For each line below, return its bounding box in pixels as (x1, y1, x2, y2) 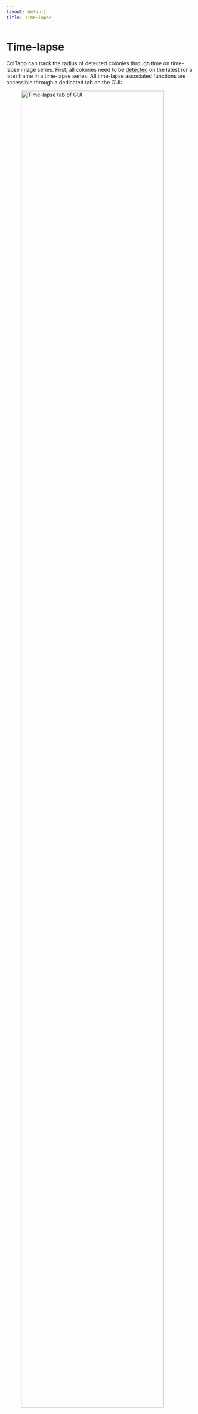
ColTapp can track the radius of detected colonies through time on (6, 60, 170, 67)
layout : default (6, 8, 47, 15)
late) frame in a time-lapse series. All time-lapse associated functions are (6, 72, 186, 80)
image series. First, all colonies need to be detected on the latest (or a (20, 66, 193, 74)
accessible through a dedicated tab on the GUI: (6, 79, 122, 86)
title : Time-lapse (6, 14, 52, 20)
